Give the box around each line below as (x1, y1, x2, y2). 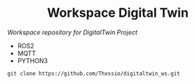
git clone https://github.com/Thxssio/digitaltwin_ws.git (7, 70, 180, 77)
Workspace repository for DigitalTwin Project (7, 28, 138, 36)
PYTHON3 (17, 56, 48, 64)
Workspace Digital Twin (46, 5, 189, 21)
